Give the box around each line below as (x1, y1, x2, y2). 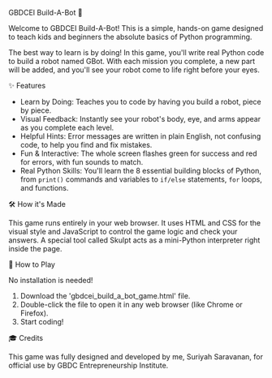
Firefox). (19, 308, 49, 318)
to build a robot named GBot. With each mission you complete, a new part (8, 57, 256, 66)
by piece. (19, 105, 52, 115)
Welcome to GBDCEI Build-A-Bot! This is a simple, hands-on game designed (8, 24, 264, 32)
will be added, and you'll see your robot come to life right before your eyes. (8, 65, 260, 75)
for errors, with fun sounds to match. (19, 157, 144, 166)
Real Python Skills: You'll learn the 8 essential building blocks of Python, (19, 166, 261, 175)
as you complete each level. (19, 122, 114, 132)
